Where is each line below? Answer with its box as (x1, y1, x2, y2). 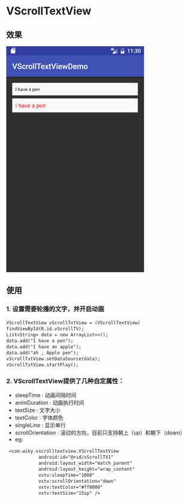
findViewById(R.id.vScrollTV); (6, 325, 84, 331)
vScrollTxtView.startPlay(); (6, 361, 79, 367)
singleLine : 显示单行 (14, 422, 66, 429)
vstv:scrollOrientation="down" (38, 478, 117, 484)
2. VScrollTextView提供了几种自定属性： (6, 376, 125, 385)
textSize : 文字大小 (14, 407, 61, 414)
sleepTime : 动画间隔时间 (14, 392, 77, 399)
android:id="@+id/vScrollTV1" (38, 454, 114, 460)
